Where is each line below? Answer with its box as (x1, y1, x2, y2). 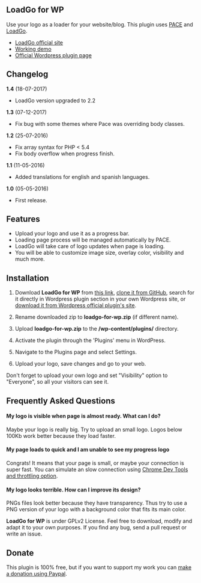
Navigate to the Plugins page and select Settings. (14, 349, 137, 356)
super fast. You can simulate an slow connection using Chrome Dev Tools (6, 466, 188, 473)
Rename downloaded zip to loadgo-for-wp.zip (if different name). (14, 313, 179, 321)
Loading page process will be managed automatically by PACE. (14, 236, 171, 243)
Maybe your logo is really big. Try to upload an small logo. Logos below (6, 426, 183, 433)
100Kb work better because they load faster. (6, 432, 116, 439)
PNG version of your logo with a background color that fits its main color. (6, 506, 186, 513)
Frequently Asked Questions (6, 396, 116, 406)
